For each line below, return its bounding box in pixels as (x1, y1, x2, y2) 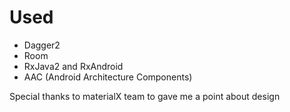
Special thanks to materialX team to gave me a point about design (9, 90, 281, 102)
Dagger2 (23, 39, 61, 51)
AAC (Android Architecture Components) (23, 71, 193, 83)
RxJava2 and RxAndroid (23, 60, 124, 72)
